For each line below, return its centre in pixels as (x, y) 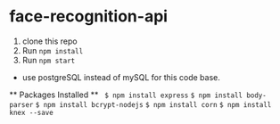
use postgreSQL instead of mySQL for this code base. (121, 77)
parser (21, 104)
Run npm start (49, 60)
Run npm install (53, 50)
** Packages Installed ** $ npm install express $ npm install (126, 95)
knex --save (31, 112)
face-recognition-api (88, 17)
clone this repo (49, 41)
